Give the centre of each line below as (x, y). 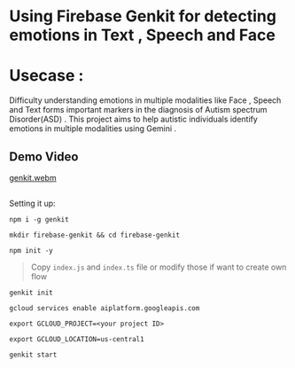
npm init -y (31, 251)
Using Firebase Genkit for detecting (143, 16)
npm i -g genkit (39, 220)
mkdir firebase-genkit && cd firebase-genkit (94, 235)
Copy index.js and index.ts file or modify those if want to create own (159, 267)
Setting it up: (32, 204)
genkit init (31, 293)
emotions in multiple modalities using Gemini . (93, 129)
